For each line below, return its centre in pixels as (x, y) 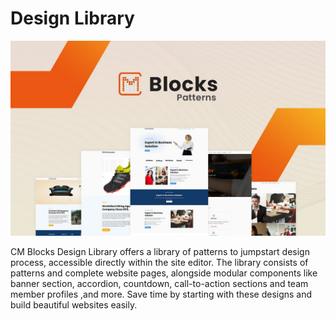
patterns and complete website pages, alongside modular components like (164, 273)
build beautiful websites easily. (74, 304)
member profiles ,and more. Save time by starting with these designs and (161, 294)
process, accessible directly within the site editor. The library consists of (159, 262)
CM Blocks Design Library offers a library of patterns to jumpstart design (160, 251)
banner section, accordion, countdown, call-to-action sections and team (159, 283)
